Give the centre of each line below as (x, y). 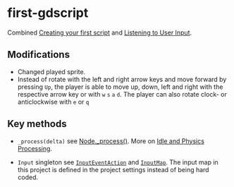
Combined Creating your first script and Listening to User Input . (100, 32)
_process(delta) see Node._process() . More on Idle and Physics (111, 141)
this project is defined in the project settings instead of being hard (113, 169)
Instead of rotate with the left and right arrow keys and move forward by (122, 79)
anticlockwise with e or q (53, 102)
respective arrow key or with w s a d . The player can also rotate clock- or (122, 94)
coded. (28, 177)
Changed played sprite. (51, 71)
